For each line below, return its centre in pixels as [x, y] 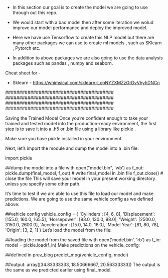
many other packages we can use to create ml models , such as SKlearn [87, 43]
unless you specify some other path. [43, 184]
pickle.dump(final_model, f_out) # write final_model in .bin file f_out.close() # [84, 173]
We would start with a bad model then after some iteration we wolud [83, 22]
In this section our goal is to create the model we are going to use [80, 7]
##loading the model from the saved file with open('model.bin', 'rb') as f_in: [83, 240]
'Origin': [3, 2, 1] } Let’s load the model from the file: [58, 230]
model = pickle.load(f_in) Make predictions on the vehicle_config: [73, 245]
